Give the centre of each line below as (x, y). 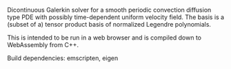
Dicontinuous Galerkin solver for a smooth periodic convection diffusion (109, 10)
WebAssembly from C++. (43, 45)
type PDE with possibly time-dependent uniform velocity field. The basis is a (116, 17)
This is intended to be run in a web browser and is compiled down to (104, 38)
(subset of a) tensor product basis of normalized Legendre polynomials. (109, 24)
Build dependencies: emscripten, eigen (63, 58)
